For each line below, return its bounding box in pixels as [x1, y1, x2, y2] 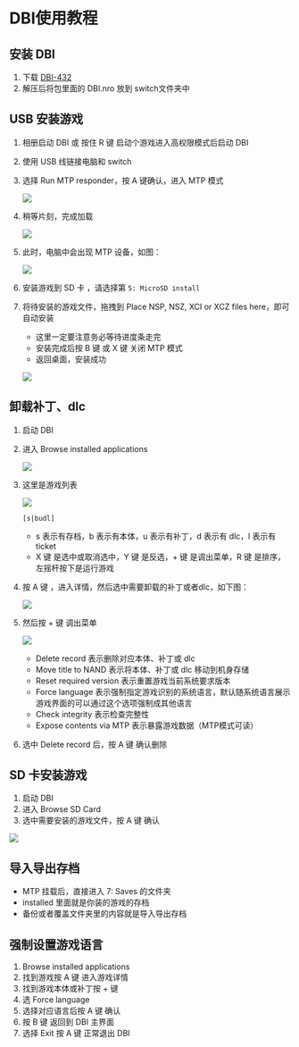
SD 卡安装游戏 [9, 767, 87, 783]
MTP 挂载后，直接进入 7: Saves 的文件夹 [21, 886, 171, 897]
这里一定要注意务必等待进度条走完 [35, 331, 162, 342]
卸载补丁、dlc [9, 399, 87, 415]
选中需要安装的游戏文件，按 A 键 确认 [21, 815, 161, 826]
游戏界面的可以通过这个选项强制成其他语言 [35, 698, 193, 708]
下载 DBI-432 [21, 72, 72, 82]
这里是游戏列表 [21, 479, 78, 490]
